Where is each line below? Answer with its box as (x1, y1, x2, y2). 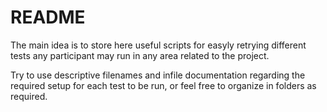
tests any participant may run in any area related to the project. (10, 49, 270, 61)
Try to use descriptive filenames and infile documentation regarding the (10, 69, 306, 81)
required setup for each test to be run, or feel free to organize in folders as (10, 79, 317, 91)
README (10, 6, 86, 29)
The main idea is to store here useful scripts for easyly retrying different (10, 39, 307, 51)
